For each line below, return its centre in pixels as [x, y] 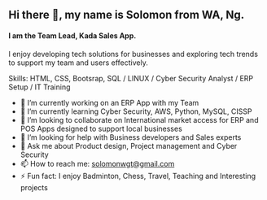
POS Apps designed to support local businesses [101, 128]
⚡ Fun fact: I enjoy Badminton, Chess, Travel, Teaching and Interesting [138, 176]
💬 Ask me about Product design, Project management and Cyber [129, 146]
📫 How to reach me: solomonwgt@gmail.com [97, 163]
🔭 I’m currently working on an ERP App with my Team [109, 102]
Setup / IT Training [39, 87]
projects [34, 187]
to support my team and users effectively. [78, 63]
